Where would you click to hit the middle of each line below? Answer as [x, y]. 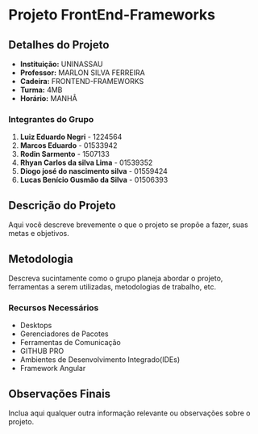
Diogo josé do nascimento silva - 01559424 [94, 171]
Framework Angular [53, 369]
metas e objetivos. [39, 234]
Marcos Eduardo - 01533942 [69, 145]
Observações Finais [60, 394]
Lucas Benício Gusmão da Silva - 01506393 [94, 180]
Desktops [36, 326]
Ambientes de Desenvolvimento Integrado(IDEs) [100, 360]
